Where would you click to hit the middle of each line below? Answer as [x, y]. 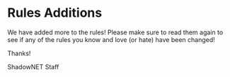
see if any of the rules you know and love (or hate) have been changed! [111, 39]
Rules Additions [55, 13]
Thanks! [19, 53]
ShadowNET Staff [33, 66]
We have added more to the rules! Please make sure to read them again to [115, 32]
